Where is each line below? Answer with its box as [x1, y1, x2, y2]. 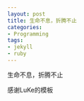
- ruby [7, 51, 27, 58]
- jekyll [7, 43, 33, 51]
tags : [7, 37, 23, 44]
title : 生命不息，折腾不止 [7, 17, 78, 24]
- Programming [7, 30, 49, 38]
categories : [7, 23, 42, 31]
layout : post [7, 10, 46, 18]
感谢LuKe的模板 [7, 85, 54, 94]
